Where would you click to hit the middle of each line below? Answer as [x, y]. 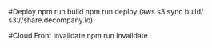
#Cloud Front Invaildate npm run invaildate [78, 36]
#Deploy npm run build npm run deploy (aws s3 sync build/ [106, 12]
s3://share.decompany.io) [51, 20]
